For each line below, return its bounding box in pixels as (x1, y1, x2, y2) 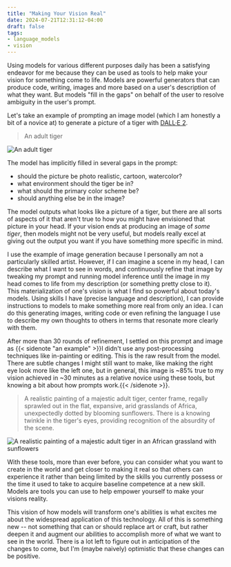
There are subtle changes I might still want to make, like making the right (7, 359, 214, 367)
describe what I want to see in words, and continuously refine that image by (7, 265, 223, 273)
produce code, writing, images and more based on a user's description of (7, 84, 217, 91)
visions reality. (7, 494, 48, 503)
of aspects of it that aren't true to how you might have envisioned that (7, 215, 205, 223)
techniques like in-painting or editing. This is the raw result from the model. (7, 352, 221, 360)
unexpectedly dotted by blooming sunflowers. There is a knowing (23, 409, 210, 417)
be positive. (7, 552, 41, 560)
